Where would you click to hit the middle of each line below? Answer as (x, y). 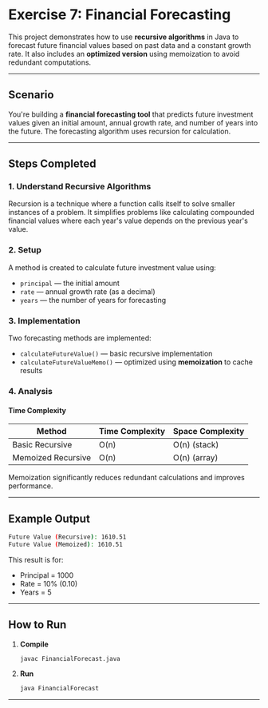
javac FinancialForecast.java (70, 658)
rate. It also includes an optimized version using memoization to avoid (124, 54)
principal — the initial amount (69, 283)
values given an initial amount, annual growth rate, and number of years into (133, 122)
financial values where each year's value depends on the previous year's (128, 221)
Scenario (31, 95)
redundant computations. (50, 62)
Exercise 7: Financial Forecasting (120, 15)
